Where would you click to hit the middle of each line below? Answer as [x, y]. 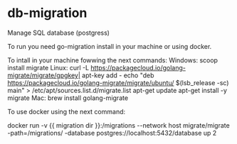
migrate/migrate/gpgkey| [44, 75]
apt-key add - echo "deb [118, 75]
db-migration [47, 13]
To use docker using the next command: [67, 111]
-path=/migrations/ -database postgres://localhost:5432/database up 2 [112, 133]
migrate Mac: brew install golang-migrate [68, 98]
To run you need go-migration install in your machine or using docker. [110, 46]
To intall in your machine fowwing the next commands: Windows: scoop [113, 60]
